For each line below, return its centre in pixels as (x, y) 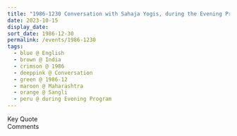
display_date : (28, 27)
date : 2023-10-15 (33, 20)
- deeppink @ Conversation (53, 73)
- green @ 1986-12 (41, 79)
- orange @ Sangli (41, 92)
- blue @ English (39, 54)
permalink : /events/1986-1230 (52, 40)
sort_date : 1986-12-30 (41, 33)
